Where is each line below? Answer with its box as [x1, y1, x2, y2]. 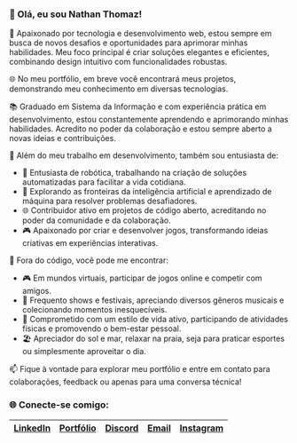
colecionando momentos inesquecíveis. [21, 305, 168, 315]
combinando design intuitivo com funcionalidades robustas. [9, 57, 228, 67]
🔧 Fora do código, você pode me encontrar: [9, 255, 168, 265]
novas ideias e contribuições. [9, 133, 117, 144]
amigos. [21, 286, 51, 297]
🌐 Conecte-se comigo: [9, 399, 109, 411]
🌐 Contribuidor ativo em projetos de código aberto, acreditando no [21, 205, 267, 216]
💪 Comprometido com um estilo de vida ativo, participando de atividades [21, 314, 289, 325]
